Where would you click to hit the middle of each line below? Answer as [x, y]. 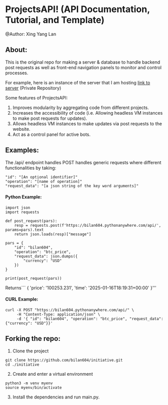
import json [18, 208]
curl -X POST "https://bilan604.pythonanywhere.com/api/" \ [70, 310]
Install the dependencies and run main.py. [56, 397]
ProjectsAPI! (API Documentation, [78, 9]
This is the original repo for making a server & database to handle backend [83, 62]
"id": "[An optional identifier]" [42, 177]
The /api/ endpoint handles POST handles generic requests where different [83, 162]
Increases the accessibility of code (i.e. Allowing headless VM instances [88, 113]
